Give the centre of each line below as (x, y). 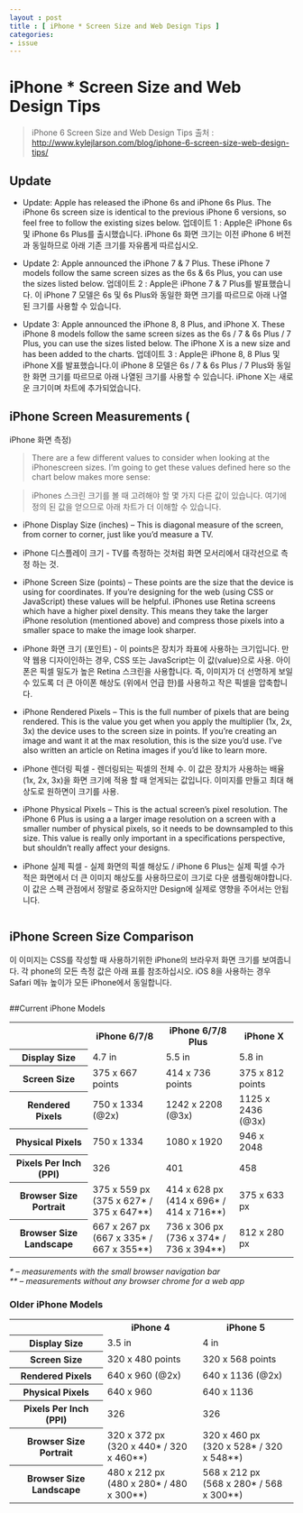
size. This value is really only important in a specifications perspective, (154, 838)
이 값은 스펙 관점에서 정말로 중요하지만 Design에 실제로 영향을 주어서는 (147, 888)
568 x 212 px (231, 1472)
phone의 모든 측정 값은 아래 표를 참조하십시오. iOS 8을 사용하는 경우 (151, 971)
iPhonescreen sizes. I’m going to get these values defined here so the (161, 467)
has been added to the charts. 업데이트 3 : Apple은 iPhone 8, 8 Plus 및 (151, 354)
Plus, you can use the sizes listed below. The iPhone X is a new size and (156, 343)
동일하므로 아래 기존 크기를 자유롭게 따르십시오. (115, 245)
